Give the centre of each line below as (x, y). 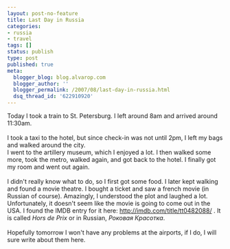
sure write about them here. (46, 240)
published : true (30, 64)
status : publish (30, 52)
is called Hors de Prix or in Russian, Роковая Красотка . (86, 218)
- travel (20, 39)
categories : (24, 26)
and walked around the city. (46, 145)
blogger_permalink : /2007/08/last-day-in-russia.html (92, 90)
